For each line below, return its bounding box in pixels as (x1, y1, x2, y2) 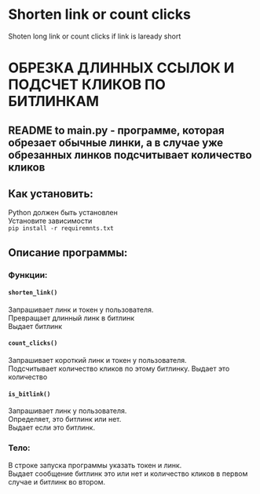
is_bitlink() (8, 390, 51, 398)
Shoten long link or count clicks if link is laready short (8, 31, 181, 41)
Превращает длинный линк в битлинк (8, 313, 135, 323)
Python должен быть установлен (8, 208, 118, 218)
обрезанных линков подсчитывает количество (8, 148, 253, 162)
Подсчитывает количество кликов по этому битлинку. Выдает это (8, 364, 230, 374)
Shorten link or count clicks (8, 5, 191, 24)
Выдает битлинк (8, 321, 63, 331)
